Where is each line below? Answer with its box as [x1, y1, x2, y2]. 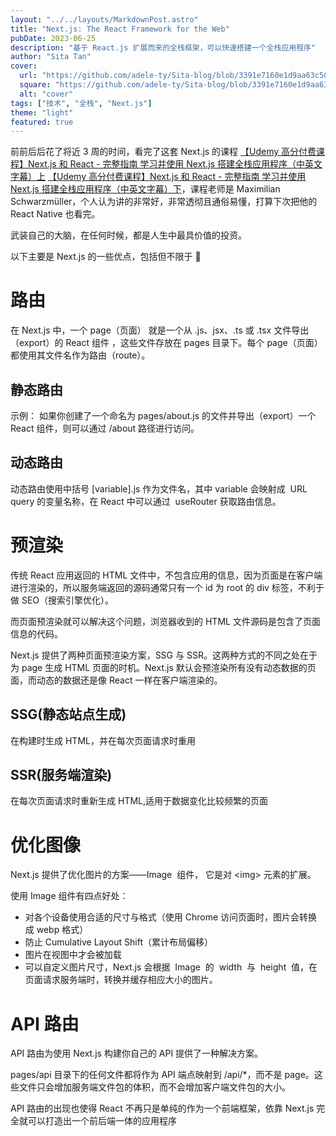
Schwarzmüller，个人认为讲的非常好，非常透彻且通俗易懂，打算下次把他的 [10, 196, 318, 208]
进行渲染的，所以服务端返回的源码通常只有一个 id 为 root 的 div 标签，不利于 [10, 581, 325, 593]
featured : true [10, 117, 74, 127]
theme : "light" [10, 107, 74, 118]
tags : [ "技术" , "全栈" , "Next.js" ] [10, 98, 153, 108]
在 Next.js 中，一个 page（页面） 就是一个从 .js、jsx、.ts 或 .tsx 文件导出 [10, 324, 310, 336]
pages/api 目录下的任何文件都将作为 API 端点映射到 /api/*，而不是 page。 [10, 1069, 315, 1081]
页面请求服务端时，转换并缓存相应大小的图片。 [24, 974, 218, 986]
